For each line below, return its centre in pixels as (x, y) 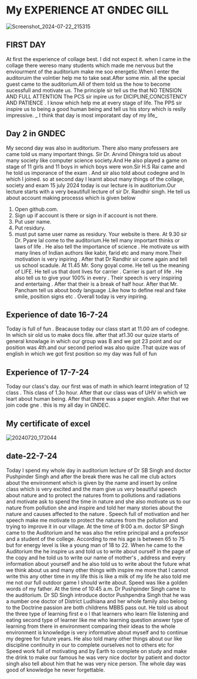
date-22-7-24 (32, 456)
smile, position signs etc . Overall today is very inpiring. (81, 296)
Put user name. (33, 221)
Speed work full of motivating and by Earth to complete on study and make (96, 651)
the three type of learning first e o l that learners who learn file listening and (97, 613)
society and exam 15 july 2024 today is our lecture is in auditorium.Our (91, 185)
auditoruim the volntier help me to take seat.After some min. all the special (96, 77)
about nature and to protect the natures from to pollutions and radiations (93, 495)
